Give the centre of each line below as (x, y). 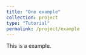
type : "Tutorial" (28, 23)
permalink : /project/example (43, 29)
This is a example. (29, 46)
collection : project (32, 18)
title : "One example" (34, 12)
